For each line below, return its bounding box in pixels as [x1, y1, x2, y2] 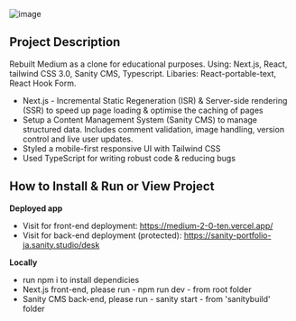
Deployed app [9, 203, 63, 214]
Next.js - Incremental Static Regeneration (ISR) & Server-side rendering [22, 95, 288, 105]
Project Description [9, 34, 121, 50]
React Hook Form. [9, 78, 77, 88]
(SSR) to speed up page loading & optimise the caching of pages [22, 105, 264, 115]
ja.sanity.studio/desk [22, 239, 100, 250]
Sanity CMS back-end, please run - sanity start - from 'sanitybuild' [22, 293, 271, 304]
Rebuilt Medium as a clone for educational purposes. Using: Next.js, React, [9, 59, 288, 69]
